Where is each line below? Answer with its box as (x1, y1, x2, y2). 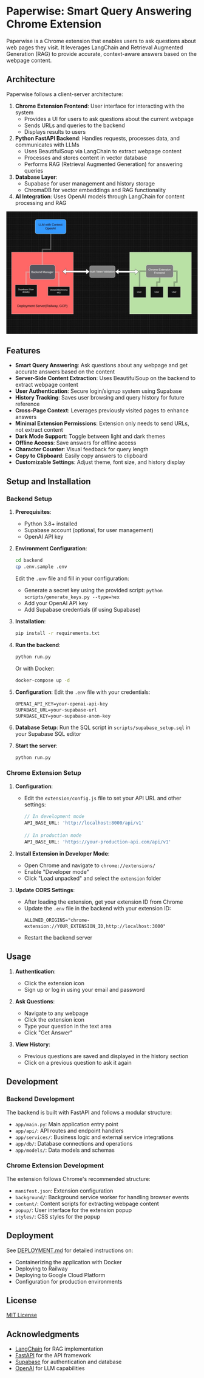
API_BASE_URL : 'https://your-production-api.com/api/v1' (24, 839, 172, 845)
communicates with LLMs (15, 141, 80, 148)
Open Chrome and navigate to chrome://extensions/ (24, 862, 156, 869)
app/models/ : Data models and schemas (15, 1146, 115, 1154)
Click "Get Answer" (24, 1029, 73, 1036)
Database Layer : (15, 173, 58, 181)
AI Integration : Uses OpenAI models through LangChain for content (15, 193, 185, 200)
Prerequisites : (15, 508, 52, 516)
